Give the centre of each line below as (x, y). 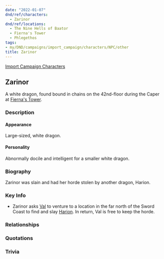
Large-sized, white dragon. (33, 136)
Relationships (22, 225)
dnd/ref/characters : (27, 15)
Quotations (19, 238)
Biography (18, 171)
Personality (18, 147)
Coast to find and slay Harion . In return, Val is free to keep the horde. (84, 212)
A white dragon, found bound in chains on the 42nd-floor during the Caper (82, 94)
